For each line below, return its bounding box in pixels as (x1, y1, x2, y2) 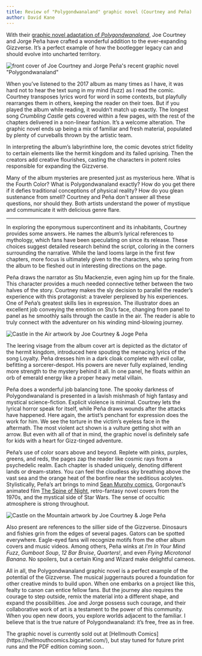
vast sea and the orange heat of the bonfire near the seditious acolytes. (6, 474, 184, 482)
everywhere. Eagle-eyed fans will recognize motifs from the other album (6, 536, 186, 543)
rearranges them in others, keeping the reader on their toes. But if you (6, 99, 180, 106)
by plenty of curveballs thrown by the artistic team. (6, 131, 133, 139)
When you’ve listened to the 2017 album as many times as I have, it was (6, 80, 184, 88)
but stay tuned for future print (110, 636, 185, 643)
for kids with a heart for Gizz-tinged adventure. (6, 437, 123, 444)
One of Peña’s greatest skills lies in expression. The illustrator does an (6, 299, 179, 307)
